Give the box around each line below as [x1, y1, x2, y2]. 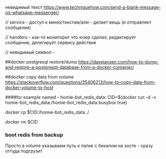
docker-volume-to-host [5, 84, 54, 90]
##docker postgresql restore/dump [5, 59, 77, 64]
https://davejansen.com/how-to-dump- [78, 59, 159, 64]
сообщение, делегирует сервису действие [5, 39, 96, 45]
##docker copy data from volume [5, 74, 74, 79]
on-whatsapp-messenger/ [5, 9, 59, 15]
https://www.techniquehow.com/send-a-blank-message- [43, 4, 161, 10]
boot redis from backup [5, 131, 63, 138]
